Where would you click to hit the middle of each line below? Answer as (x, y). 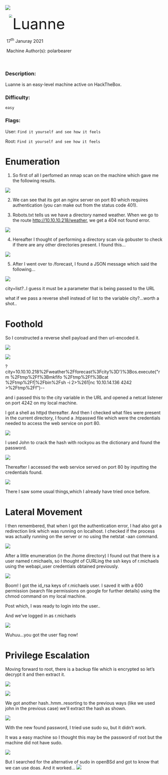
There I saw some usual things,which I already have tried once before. (78, 492)
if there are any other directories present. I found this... (69, 245)
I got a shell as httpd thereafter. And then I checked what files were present (83, 413)
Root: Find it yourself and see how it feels (53, 141)
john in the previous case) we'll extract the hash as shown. (66, 709)
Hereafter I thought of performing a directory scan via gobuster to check (88, 239)
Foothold (24, 324)
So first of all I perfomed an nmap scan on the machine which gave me (86, 176)
